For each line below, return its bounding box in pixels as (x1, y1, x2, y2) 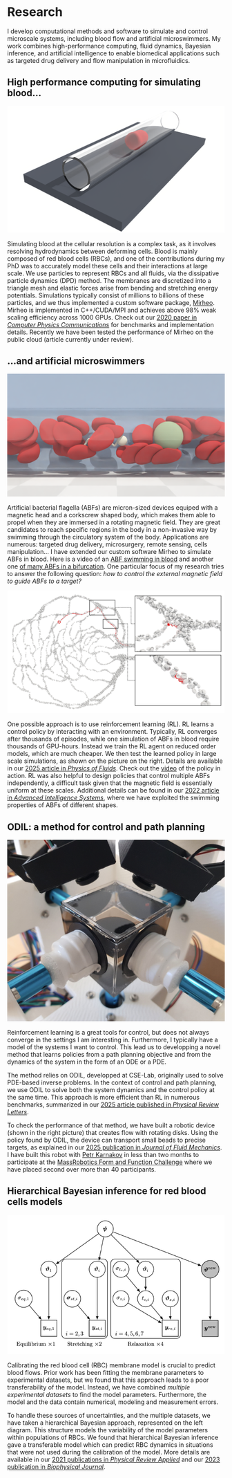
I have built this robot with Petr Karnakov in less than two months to (7, 1151, 199, 1159)
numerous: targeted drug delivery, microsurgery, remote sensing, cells (7, 540, 208, 548)
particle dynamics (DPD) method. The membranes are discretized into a (7, 276, 212, 284)
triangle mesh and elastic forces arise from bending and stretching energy (7, 284, 219, 292)
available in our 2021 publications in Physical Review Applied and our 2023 (7, 1455, 220, 1463)
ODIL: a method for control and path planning (7, 821, 205, 833)
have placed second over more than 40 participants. (7, 1165, 157, 1174)
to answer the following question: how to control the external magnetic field (7, 569, 223, 578)
